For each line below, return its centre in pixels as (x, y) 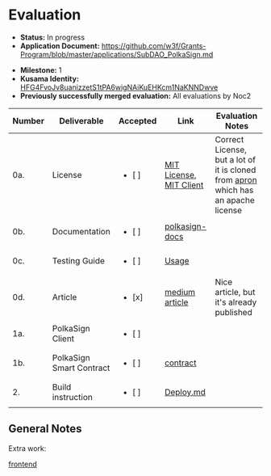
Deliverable (81, 120)
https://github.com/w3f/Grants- (154, 45)
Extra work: (27, 448)
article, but (235, 292)
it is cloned (236, 170)
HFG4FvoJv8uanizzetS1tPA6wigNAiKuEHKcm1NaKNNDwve (119, 87)
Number (28, 120)
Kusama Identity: (49, 78)
